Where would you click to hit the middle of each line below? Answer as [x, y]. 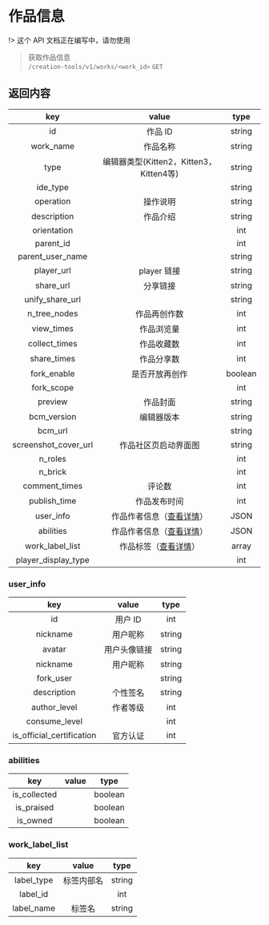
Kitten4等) [159, 173]
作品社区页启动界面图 [160, 445]
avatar [54, 649]
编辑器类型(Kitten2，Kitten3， [160, 161]
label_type [34, 880]
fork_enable [53, 374]
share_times [53, 358]
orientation [52, 230]
